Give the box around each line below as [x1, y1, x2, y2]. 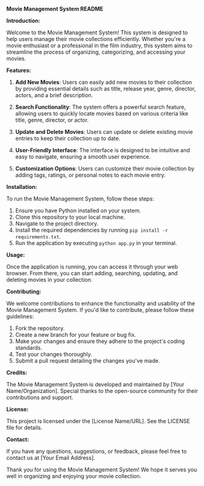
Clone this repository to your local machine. [15, 213, 125, 221]
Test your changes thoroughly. [15, 351, 93, 358]
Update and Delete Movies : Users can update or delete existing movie [15, 128, 194, 135]
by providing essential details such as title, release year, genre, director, [15, 85, 196, 92]
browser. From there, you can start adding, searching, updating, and [6, 270, 178, 277]
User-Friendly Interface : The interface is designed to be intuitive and [15, 147, 191, 153]
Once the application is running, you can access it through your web [6, 263, 178, 270]
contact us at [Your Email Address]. [6, 454, 96, 461]
